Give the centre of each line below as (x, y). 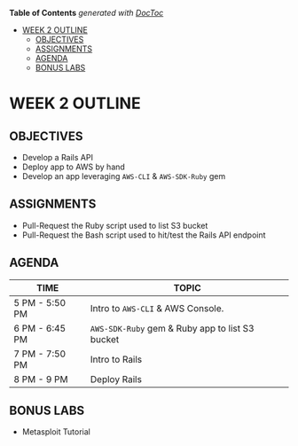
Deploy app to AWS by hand (74, 167)
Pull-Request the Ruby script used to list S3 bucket (115, 225)
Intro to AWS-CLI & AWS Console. (157, 308)
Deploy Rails (116, 379)
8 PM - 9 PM (41, 379)
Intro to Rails (116, 359)
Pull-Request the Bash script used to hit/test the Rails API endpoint (144, 235)
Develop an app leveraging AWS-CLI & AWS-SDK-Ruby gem (124, 176)
